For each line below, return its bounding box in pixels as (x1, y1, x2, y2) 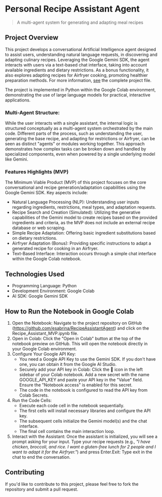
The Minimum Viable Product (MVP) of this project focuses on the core (5, 180, 147, 185)
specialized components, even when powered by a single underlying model (5, 151, 156, 157)
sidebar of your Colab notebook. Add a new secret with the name (19, 371, 150, 377)
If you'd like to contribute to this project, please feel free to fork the (5, 481, 139, 487)
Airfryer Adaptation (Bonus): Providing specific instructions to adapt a (12, 240, 151, 246)
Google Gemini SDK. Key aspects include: (5, 190, 88, 196)
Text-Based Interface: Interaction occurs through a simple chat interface (12, 251, 156, 257)
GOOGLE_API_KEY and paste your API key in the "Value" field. (19, 377, 143, 382)
